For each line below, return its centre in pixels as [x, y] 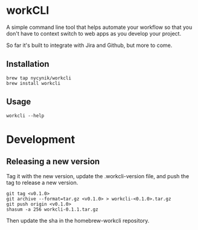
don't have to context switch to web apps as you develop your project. [94, 33]
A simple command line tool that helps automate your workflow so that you [99, 27]
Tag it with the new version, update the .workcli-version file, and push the [98, 176]
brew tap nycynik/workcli [39, 78]
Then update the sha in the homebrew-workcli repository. [78, 220]
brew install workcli [34, 83]
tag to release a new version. [42, 182]
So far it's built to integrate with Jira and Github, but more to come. [89, 45]
